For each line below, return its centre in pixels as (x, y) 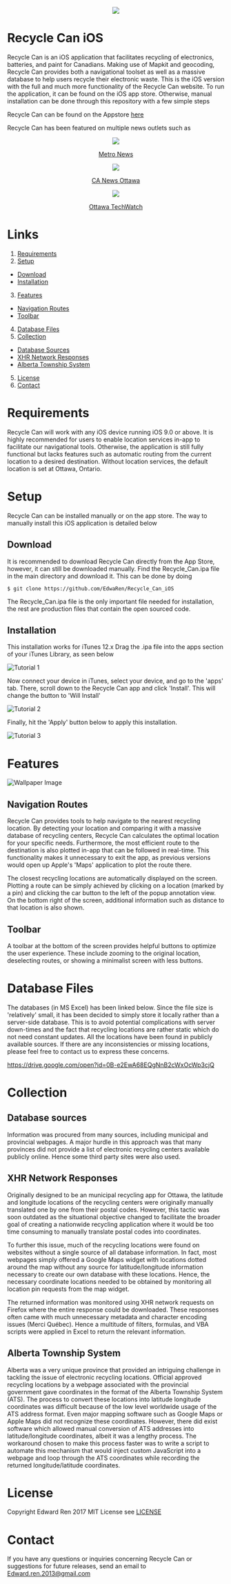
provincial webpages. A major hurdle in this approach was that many (104, 1142)
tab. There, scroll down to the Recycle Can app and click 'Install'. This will (111, 688)
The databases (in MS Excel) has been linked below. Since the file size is (110, 1007)
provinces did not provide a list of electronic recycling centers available (109, 1149)
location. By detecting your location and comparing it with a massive (104, 828)
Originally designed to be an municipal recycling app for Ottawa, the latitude (115, 1195)
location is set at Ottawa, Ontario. (54, 468)
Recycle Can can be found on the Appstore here (76, 114)
